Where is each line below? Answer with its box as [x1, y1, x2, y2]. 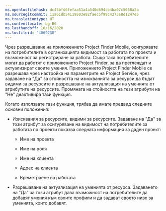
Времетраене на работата [19, 175, 76, 180]
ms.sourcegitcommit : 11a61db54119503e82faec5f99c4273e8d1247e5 [5, 12, 139, 17]
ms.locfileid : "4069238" [5, 30, 57, 35]
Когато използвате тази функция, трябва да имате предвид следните [5, 101, 153, 107]
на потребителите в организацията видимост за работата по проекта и [5, 49, 157, 55]
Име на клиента [19, 155, 54, 161]
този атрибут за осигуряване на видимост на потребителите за [12, 121, 148, 127]
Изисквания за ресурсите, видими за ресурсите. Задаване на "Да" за [12, 116, 162, 122]
